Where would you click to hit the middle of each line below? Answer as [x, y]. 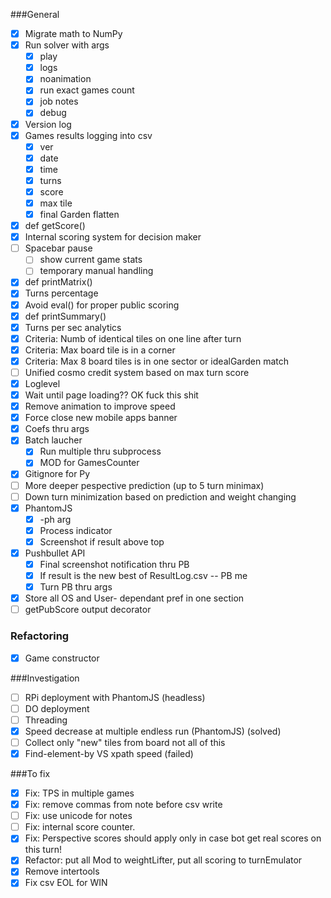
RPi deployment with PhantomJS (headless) [115, 697]
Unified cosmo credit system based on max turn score [137, 372]
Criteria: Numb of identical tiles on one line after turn [133, 338]
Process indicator [76, 530]
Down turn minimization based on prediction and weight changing [160, 496]
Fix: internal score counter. [80, 827]
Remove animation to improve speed [100, 406]
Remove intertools [62, 871]
